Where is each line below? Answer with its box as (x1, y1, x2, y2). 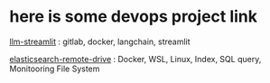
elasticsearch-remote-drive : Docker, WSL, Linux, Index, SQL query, (9, 53, 262, 64)
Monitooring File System (9, 63, 100, 74)
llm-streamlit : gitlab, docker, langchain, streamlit (9, 36, 191, 47)
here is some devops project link (9, 6, 258, 27)
